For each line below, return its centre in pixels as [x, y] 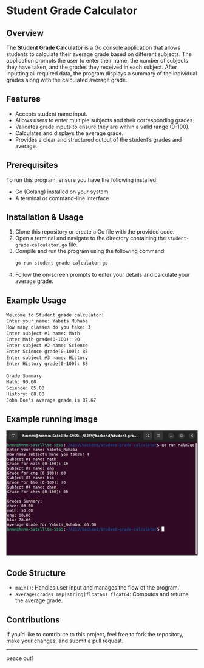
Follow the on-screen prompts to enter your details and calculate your [102, 275]
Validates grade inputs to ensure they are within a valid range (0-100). [102, 127]
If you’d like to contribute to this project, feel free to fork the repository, [95, 635]
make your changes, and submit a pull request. [65, 641]
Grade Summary [24, 376]
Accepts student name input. [51, 114]
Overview [25, 33]
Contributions [33, 620]
